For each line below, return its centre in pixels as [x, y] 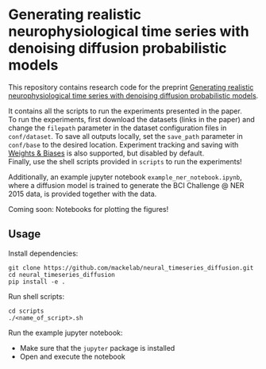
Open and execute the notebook [72, 356]
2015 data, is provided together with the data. [83, 194]
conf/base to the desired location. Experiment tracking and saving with [123, 144]
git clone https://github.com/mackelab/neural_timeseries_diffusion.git [131, 267]
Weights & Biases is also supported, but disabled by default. [106, 153]
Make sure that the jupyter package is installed [97, 348]
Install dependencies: [43, 253]
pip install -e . [37, 282]
